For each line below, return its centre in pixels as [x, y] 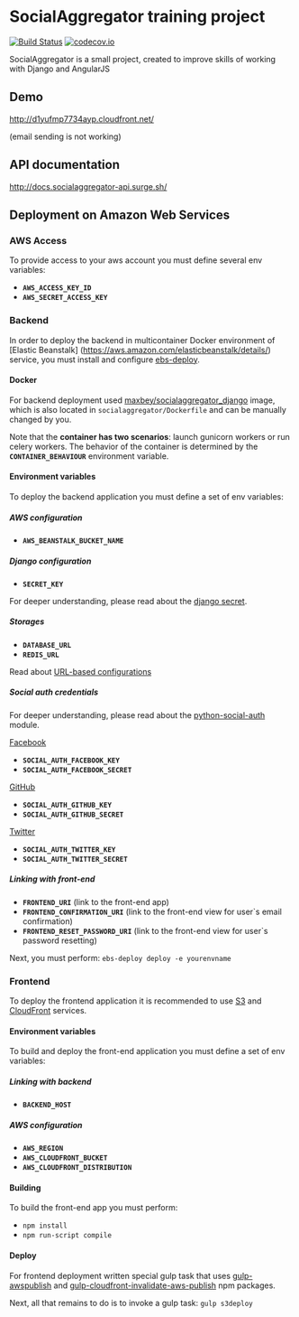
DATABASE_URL [47, 645]
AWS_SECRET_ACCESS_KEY [65, 298]
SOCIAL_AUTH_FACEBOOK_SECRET [77, 770]
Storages [27, 621]
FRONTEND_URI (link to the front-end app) [95, 901]
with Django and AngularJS [60, 69]
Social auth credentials [54, 692]
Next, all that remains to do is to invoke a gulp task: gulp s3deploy [131, 1303]
